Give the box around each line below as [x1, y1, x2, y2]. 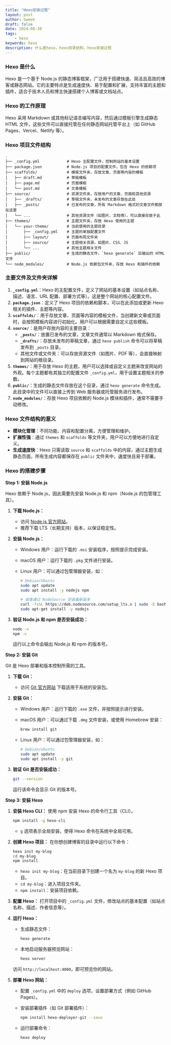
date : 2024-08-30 [5, 26, 42, 32]
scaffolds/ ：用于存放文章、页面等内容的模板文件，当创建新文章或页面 [12, 312, 161, 318]
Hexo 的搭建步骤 [5, 467, 46, 474]
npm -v [12, 631, 27, 636]
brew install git [20, 727, 58, 732]
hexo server [20, 956, 46, 962]
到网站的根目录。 [20, 357, 56, 363]
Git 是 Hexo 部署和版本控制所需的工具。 [5, 663, 89, 669]
